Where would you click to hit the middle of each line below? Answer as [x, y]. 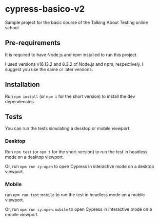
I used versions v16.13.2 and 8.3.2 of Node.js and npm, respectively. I [74, 64]
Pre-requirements [33, 43]
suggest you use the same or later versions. [49, 69]
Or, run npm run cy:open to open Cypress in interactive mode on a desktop [80, 166]
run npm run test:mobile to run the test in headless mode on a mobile [75, 194]
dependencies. [20, 101]
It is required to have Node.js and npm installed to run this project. [71, 55]
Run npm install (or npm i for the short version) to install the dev [70, 96]
